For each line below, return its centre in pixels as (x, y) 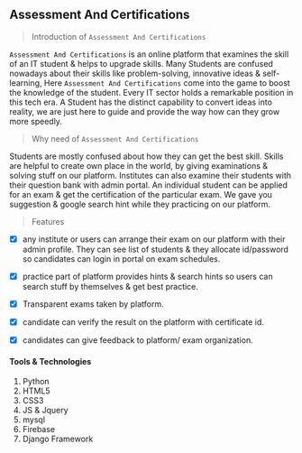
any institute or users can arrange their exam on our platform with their (154, 239)
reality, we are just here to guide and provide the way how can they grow (145, 111)
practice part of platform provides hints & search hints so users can (147, 276)
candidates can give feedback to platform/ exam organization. (138, 340)
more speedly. (36, 121)
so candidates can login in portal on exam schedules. (121, 259)
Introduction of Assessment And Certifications (119, 36)
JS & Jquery (46, 411)
